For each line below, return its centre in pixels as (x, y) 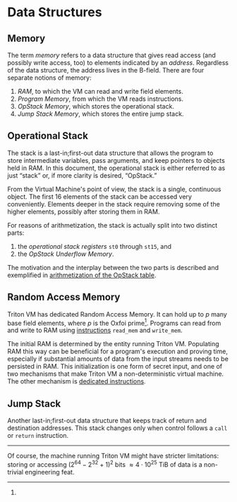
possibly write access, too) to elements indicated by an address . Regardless (118, 63)
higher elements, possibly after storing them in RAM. (84, 212)
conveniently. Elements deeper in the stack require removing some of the (114, 204)
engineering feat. (49, 472)
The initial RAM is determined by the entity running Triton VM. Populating (113, 344)
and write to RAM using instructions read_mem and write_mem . (95, 330)
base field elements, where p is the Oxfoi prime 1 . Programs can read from (114, 322)
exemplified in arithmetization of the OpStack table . (82, 275)
